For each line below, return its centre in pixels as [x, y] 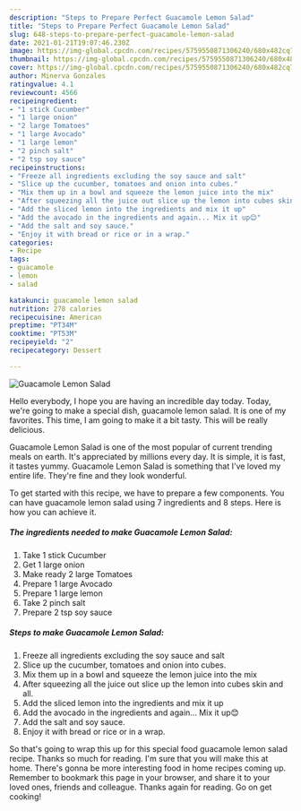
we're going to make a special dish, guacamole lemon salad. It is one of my [148, 410]
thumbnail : [30, 59]
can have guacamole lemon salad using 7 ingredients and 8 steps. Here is [146, 502]
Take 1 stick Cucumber [64, 555]
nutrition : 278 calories [56, 309]
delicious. [27, 429]
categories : [31, 243]
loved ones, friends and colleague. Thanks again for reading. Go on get [141, 787]
